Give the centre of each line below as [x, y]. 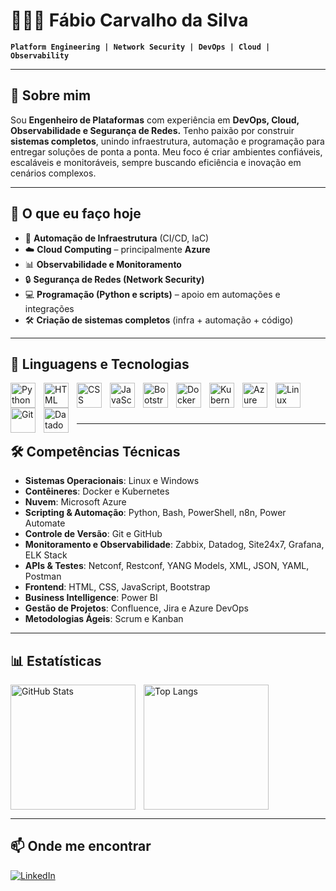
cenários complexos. [53, 173]
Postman [43, 576]
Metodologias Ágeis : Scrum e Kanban [104, 619]
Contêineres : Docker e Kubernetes [97, 491]
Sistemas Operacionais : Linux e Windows [112, 481]
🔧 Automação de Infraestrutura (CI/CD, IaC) [117, 238]
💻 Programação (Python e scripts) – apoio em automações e [152, 294]
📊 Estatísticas [56, 660]
